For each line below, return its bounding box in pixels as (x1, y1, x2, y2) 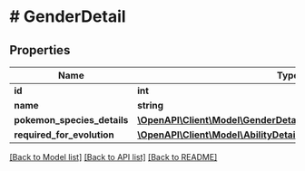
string (137, 100, 164, 111)
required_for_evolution (14, 128, 115, 141)
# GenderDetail (9, 6, 126, 27)
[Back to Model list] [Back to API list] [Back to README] (9, 152, 218, 162)
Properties (9, 43, 71, 58)
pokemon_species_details (14, 114, 129, 126)
